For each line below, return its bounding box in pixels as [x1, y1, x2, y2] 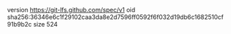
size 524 [33, 20, 58, 28]
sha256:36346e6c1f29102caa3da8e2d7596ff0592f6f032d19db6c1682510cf [7, 13, 224, 21]
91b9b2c [7, 20, 32, 28]
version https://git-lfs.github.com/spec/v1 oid [7, 6, 136, 14]
